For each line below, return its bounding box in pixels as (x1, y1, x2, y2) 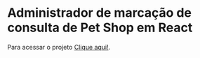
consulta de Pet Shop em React (7, 20, 193, 36)
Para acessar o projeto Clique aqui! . (7, 43, 111, 51)
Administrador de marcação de (7, 5, 192, 21)
